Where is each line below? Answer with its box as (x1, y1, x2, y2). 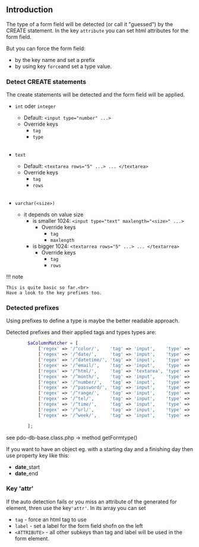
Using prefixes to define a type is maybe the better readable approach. (6, 317, 180, 324)
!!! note (6, 273, 24, 281)
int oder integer (14, 102, 56, 110)
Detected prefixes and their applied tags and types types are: (6, 329, 156, 336)
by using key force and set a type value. (14, 63, 112, 70)
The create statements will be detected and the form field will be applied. (6, 91, 185, 98)
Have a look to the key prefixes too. (6, 290, 102, 296)
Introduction (6, 5, 53, 15)
